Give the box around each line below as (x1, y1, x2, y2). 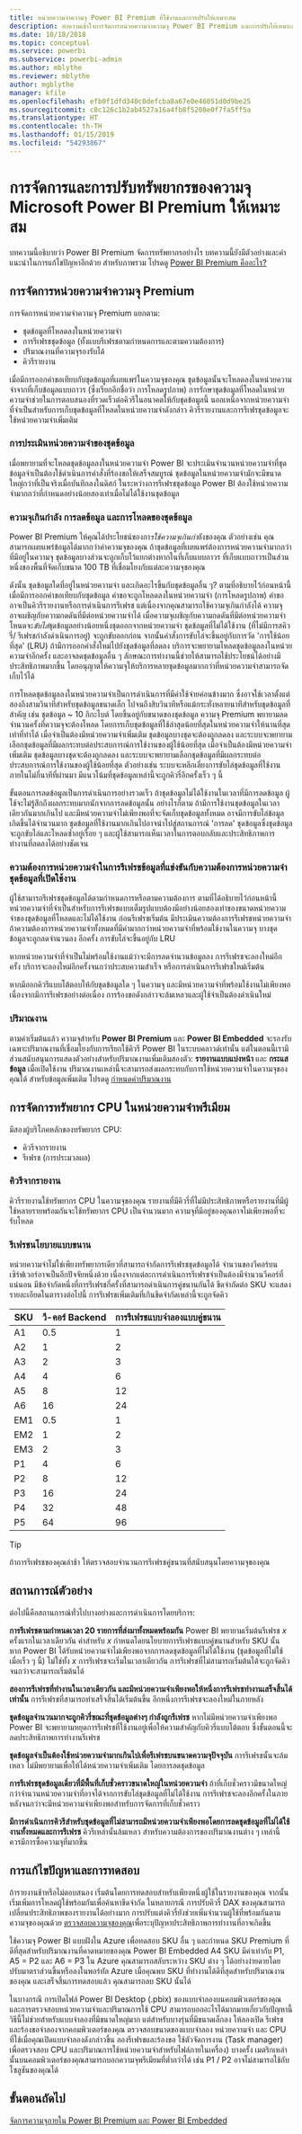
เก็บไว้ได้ (9, 671, 35, 681)
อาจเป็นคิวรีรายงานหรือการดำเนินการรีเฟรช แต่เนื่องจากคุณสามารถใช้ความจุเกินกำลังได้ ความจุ (9, 600, 283, 611)
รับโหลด (9, 1215, 34, 1226)
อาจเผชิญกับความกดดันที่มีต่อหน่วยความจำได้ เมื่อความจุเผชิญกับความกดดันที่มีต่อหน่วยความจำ (9, 610, 286, 621)
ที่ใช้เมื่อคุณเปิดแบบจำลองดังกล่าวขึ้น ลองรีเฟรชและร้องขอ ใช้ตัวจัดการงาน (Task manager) (9, 2033, 283, 2045)
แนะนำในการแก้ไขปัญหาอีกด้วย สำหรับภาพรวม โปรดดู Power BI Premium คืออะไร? (9, 257, 267, 268)
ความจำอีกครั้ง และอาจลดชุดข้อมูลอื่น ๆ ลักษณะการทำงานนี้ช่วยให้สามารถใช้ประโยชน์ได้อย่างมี (9, 651, 281, 662)
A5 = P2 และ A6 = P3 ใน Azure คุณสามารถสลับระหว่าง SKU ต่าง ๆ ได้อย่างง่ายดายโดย (9, 1955, 281, 1966)
